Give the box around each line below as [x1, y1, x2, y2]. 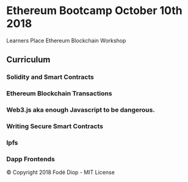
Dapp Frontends [6, 155, 55, 163]
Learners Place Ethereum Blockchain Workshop [6, 37, 126, 44]
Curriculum [6, 54, 51, 65]
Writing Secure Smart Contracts [6, 122, 104, 131]
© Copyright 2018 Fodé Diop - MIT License [6, 169, 115, 176]
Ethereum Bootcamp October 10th [6, 4, 183, 18]
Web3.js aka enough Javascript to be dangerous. [6, 106, 156, 114]
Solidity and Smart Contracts [6, 73, 95, 81]
